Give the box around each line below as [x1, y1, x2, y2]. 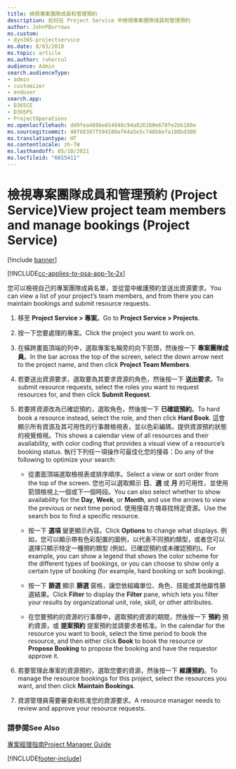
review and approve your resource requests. [17, 704, 146, 712]
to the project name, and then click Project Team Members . [17, 360, 192, 368]
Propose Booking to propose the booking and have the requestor [27, 644, 218, 652]
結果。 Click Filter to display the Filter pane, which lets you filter [34, 589, 219, 599]
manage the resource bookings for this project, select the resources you [17, 674, 227, 682]
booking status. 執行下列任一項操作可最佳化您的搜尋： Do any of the [17, 447, 214, 456]
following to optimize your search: [17, 455, 116, 463]
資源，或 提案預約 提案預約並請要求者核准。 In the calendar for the [34, 621, 225, 630]
